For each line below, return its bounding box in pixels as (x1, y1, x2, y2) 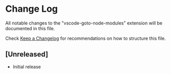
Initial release (12, 63, 41, 69)
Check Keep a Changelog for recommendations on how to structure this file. (5, 35, 166, 41)
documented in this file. (5, 25, 55, 31)
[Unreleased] (5, 50, 49, 59)
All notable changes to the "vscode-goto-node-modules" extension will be (5, 20, 163, 26)
